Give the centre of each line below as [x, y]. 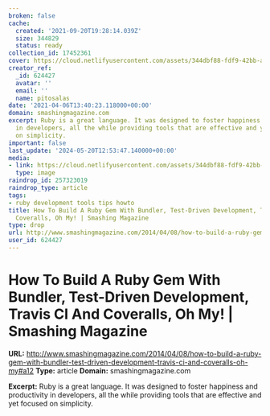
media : [19, 158]
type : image [36, 173]
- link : [21, 166]
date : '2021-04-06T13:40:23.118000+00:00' [80, 105]
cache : [19, 23]
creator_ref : [30, 68]
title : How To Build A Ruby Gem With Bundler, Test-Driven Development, [133, 210]
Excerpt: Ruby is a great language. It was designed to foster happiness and [133, 386]
